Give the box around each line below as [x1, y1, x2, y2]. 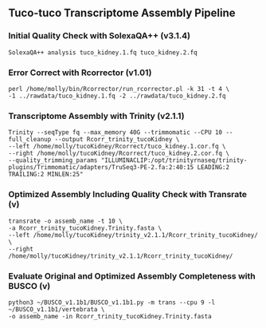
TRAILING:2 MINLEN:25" [8, 171, 84, 179]
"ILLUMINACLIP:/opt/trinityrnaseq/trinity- [100, 156, 248, 164]
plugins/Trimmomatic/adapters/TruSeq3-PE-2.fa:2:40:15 [8, 164, 194, 172]
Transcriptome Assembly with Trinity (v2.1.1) [8, 110, 185, 121]
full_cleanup [8, 136, 52, 144]
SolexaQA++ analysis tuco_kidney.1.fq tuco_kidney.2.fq [8, 48, 198, 57]
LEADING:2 [197, 164, 229, 172]
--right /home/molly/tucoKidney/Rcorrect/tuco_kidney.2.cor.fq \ [8, 149, 229, 158]
